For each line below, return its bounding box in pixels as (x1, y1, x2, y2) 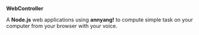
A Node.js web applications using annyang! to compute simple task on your (6, 16, 194, 23)
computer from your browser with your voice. (6, 23, 118, 29)
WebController (6, 5, 43, 12)
